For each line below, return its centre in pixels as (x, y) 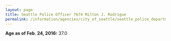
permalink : (17, 19)
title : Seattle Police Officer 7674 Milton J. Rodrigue (66, 14)
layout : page (19, 10)
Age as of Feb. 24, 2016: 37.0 (36, 33)
